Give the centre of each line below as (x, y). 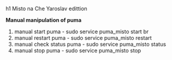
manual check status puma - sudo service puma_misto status (90, 44)
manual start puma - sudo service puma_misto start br (82, 31)
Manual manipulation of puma (44, 20)
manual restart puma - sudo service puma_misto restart (83, 38)
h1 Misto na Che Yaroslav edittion (46, 9)
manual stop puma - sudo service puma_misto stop (78, 50)
